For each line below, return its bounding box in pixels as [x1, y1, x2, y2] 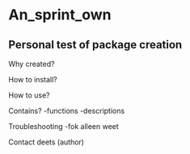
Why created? [8, 59, 55, 69]
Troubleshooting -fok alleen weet [8, 122, 119, 131]
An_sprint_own [8, 6, 112, 24]
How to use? [8, 90, 50, 100]
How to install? [8, 75, 58, 84]
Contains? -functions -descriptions [8, 106, 125, 115]
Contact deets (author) [8, 137, 85, 147]
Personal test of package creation [8, 38, 183, 52]
